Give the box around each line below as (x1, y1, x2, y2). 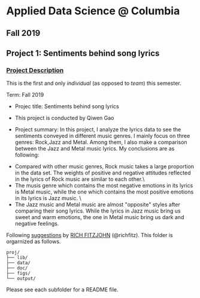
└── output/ (6, 276, 36, 282)
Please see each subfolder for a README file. (6, 286, 119, 293)
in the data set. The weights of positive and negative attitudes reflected (14, 169, 191, 177)
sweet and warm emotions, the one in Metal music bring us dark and (14, 214, 184, 221)
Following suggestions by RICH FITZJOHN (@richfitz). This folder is (6, 232, 173, 239)
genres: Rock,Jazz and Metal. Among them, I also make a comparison (14, 139, 187, 146)
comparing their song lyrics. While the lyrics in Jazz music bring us (14, 207, 181, 214)
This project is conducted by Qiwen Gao (14, 115, 114, 122)
